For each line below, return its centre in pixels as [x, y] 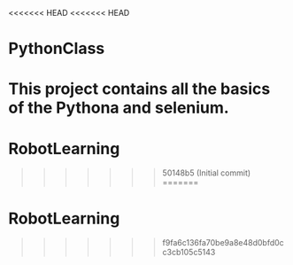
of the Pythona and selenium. [119, 108]
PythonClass [57, 49]
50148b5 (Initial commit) [207, 173]
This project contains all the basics [139, 89]
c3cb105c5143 [189, 253]
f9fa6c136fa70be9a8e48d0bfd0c [223, 243]
